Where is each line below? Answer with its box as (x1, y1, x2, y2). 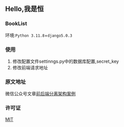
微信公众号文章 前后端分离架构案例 (5, 91, 76, 97)
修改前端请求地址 (12, 64, 48, 70)
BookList (5, 20, 28, 27)
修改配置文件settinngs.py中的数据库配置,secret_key (12, 58, 119, 64)
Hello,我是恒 (5, 5, 44, 14)
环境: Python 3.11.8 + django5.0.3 (5, 32, 73, 38)
